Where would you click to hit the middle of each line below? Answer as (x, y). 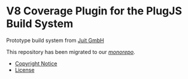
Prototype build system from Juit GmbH (55, 40)
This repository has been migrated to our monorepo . (71, 51)
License (25, 69)
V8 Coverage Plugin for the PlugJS (94, 11)
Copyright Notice (36, 63)
